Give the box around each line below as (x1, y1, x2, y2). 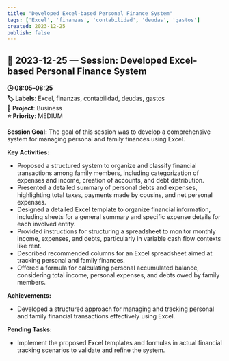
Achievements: (7, 292, 51, 300)
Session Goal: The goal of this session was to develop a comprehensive (7, 128, 211, 136)
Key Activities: (7, 148, 50, 156)
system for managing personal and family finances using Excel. (7, 135, 186, 143)
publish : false (7, 29, 51, 36)
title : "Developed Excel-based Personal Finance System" (7, 10, 173, 17)
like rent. (16, 242, 42, 251)
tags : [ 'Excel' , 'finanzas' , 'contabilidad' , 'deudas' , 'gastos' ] (7, 16, 200, 23)
